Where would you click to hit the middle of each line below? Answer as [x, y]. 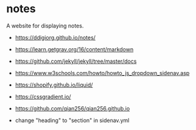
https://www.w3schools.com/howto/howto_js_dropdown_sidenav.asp [102, 73]
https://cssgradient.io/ [43, 96]
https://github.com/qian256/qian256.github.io [72, 108]
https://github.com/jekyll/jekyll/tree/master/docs [76, 61]
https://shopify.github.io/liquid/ [54, 85]
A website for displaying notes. [45, 26]
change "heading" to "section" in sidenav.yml [72, 120]
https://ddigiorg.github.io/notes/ [55, 37]
